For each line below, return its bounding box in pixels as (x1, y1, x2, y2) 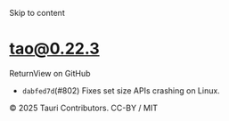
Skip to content (9, 8, 65, 18)
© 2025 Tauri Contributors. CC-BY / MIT (9, 102, 159, 113)
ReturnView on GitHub (9, 68, 91, 78)
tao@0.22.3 (9, 39, 100, 59)
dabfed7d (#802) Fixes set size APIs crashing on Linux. (21, 85, 220, 96)
